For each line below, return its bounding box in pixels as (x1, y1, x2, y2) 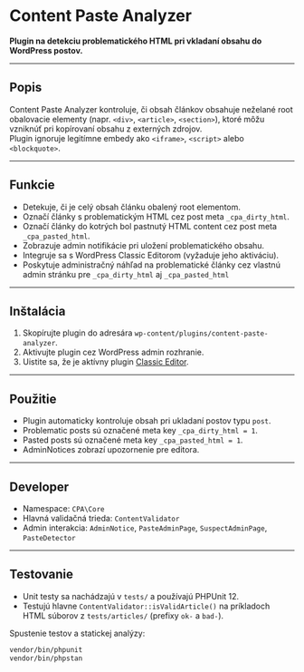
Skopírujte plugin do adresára (22, 327, 133, 338)
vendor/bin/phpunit (9, 645, 83, 654)
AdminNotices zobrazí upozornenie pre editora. (22, 444, 200, 455)
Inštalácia (9, 303, 66, 318)
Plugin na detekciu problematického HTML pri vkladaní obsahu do (9, 35, 262, 46)
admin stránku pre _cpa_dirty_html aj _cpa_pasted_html (22, 268, 230, 279)
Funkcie (9, 178, 56, 193)
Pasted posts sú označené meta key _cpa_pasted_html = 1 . (22, 434, 243, 445)
